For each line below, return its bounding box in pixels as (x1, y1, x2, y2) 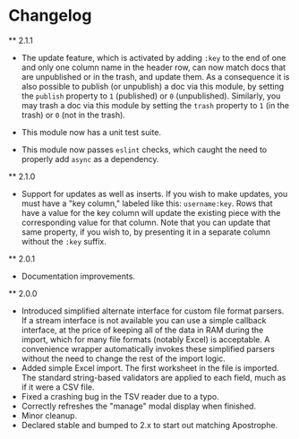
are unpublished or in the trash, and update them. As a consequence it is (21, 71, 290, 82)
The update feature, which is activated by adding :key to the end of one (21, 52, 286, 63)
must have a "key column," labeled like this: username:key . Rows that (21, 198, 274, 209)
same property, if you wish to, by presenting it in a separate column (21, 226, 270, 237)
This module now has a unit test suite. (21, 126, 162, 137)
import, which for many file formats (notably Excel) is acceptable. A (21, 333, 270, 345)
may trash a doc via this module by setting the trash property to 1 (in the (21, 99, 290, 110)
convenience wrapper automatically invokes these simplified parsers (21, 343, 275, 354)
